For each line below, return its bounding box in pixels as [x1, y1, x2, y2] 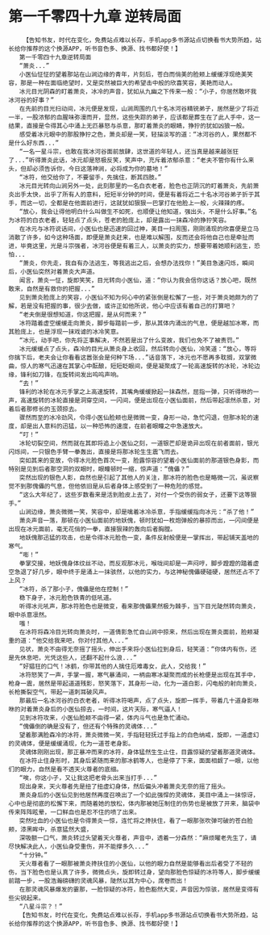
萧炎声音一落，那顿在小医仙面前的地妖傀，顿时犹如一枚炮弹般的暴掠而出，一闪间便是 [19, 516, 260, 525]
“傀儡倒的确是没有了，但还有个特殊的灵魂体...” [19, 722, 158, 731]
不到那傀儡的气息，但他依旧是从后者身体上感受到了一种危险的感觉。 [14, 482, 207, 490]
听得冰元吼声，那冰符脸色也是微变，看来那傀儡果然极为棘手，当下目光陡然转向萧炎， [19, 602, 260, 610]
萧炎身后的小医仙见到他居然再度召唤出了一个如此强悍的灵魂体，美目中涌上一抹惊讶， [19, 790, 260, 799]
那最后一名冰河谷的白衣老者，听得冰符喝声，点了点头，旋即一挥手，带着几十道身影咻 [19, 696, 260, 705]
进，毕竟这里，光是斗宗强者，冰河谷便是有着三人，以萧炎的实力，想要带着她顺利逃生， [8, 241, 255, 250]
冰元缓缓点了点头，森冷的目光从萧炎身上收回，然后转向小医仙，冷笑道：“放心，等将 [19, 345, 257, 353]
